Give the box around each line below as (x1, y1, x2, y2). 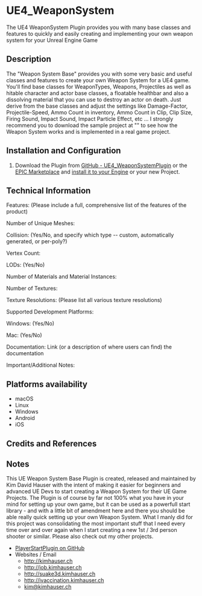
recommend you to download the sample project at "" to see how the (6, 122, 178, 129)
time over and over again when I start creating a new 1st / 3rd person (6, 526, 177, 534)
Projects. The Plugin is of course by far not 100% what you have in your (6, 494, 185, 502)
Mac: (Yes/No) (6, 332, 42, 339)
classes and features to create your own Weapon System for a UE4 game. (6, 76, 190, 84)
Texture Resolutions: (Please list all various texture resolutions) (6, 296, 162, 304)
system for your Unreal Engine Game (6, 36, 98, 44)
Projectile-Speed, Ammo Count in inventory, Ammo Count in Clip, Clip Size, (6, 108, 193, 116)
